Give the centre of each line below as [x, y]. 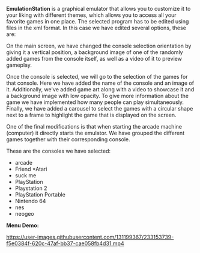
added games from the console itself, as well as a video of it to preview [94, 59]
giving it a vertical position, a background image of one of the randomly [95, 52]
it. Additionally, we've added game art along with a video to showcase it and [100, 89]
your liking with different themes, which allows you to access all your [91, 15]
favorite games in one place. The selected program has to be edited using [98, 21]
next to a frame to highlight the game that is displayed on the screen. [91, 115]
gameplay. [19, 65]
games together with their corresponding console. [68, 139]
